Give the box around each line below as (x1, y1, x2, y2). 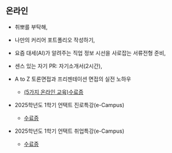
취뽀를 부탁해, (14, 23, 48, 31)
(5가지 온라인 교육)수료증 (23, 88, 84, 95)
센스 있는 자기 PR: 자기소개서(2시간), (14, 62, 102, 69)
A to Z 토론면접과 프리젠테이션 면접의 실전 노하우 (14, 75, 132, 83)
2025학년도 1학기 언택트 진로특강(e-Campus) (14, 101, 125, 108)
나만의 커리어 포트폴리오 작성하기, (14, 36, 95, 43)
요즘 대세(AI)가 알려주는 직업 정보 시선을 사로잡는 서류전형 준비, (14, 49, 166, 56)
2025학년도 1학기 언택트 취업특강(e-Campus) (14, 127, 125, 135)
